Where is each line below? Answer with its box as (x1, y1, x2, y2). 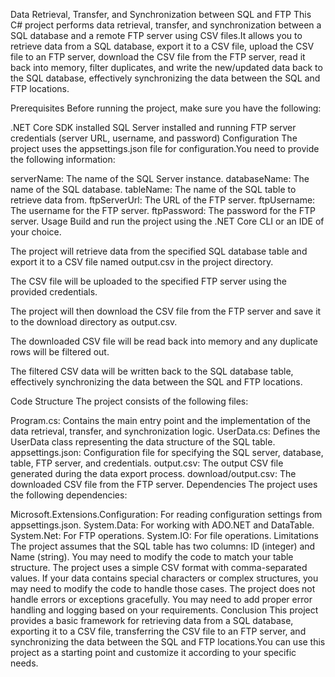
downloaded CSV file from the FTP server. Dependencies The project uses (10, 479, 318, 490)
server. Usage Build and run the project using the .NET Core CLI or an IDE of (10, 215, 325, 227)
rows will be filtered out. (10, 346, 110, 358)
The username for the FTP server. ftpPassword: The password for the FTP (10, 205, 317, 216)
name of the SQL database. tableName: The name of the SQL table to (10, 184, 297, 195)
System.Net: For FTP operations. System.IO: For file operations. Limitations (10, 530, 319, 541)
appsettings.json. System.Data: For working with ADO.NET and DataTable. (10, 519, 315, 531)
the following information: (10, 154, 116, 165)
